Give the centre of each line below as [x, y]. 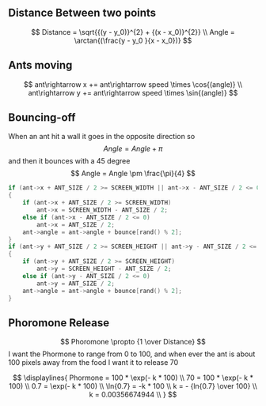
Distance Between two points [82, 13]
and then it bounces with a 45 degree [69, 161]
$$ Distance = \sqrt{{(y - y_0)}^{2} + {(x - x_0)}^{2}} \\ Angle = [133, 32]
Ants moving [40, 65]
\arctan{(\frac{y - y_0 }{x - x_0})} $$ [133, 40]
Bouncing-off [42, 118]
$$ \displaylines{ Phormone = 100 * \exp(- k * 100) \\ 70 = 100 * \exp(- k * [133, 378]
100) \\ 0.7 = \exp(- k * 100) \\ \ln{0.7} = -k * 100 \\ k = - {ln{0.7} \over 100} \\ [133, 386]
